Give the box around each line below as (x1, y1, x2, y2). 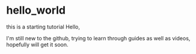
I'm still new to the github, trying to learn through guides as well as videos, (6, 34, 191, 42)
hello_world (6, 4, 66, 17)
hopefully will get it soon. (6, 41, 69, 48)
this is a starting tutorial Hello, (6, 23, 80, 30)
